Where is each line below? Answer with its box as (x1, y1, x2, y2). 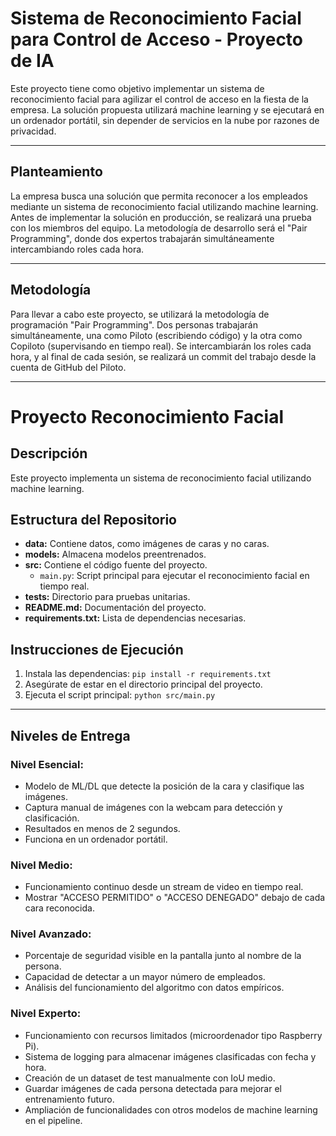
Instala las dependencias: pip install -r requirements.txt (24, 668, 272, 680)
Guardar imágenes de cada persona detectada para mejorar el (24, 1082, 282, 1094)
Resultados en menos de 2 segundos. (24, 822, 181, 834)
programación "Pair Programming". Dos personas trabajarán (10, 318, 258, 331)
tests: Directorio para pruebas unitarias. (24, 591, 191, 603)
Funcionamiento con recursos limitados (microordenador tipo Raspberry (24, 1029, 323, 1041)
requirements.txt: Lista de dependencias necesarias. (24, 612, 247, 624)
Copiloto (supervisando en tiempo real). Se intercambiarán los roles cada (10, 340, 312, 352)
